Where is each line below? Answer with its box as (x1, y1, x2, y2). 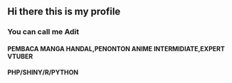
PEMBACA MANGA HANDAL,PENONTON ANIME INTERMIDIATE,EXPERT (7, 44, 226, 52)
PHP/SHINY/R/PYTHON (7, 67, 79, 77)
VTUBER (7, 52, 33, 60)
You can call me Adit (7, 27, 80, 37)
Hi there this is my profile (7, 6, 121, 18)
